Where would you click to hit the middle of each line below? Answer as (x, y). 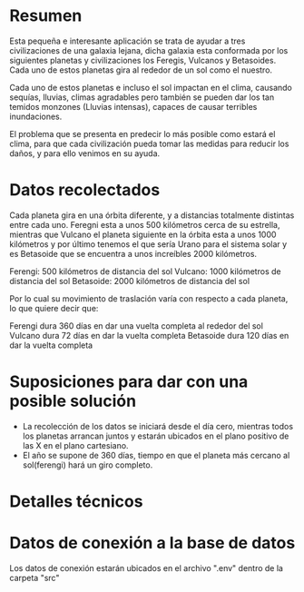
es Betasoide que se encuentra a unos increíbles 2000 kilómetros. (133, 253)
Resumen (46, 16)
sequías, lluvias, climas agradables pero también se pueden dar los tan (142, 97)
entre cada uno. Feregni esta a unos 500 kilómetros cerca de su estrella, (145, 224)
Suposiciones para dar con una (129, 382)
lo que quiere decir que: (54, 308)
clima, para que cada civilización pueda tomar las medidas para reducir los (149, 143)
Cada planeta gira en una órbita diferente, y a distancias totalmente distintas (152, 215)
